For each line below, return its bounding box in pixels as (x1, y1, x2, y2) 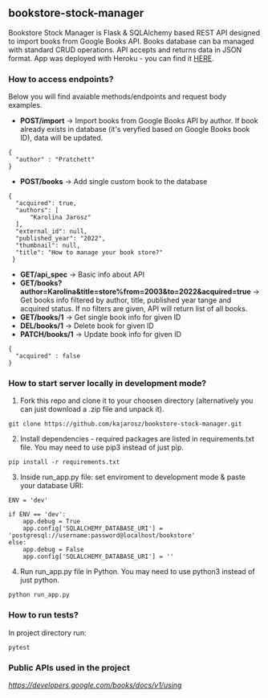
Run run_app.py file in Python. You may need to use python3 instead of (19, 567, 255, 577)
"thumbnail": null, (15, 241, 81, 250)
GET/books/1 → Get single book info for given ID (19, 313, 181, 322)
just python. (19, 575, 60, 585)
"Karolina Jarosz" (29, 213, 91, 222)
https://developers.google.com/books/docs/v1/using (8, 680, 182, 690)
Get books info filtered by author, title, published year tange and (19, 295, 232, 305)
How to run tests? (8, 610, 79, 621)
